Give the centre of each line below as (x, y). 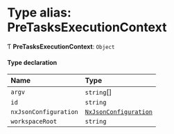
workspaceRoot (34, 122)
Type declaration (32, 62)
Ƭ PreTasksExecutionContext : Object (61, 46)
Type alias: (39, 13)
